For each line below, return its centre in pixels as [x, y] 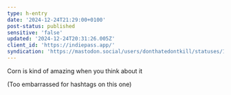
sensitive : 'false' [35, 32]
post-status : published [41, 26]
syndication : [26, 52]
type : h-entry [27, 13]
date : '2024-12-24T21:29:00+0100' [57, 20]
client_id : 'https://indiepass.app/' [61, 45]
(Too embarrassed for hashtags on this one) [69, 84]
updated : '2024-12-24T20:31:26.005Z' [61, 39]
